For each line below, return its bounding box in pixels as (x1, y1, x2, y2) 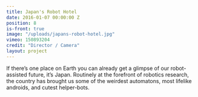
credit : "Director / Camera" (6, 43, 80, 49)
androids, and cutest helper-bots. (6, 84, 90, 91)
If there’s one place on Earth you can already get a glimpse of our (6, 64, 170, 72)
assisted (6, 70, 27, 78)
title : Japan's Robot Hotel (6, 8, 78, 15)
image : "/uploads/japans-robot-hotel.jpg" (6, 31, 115, 37)
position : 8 (6, 20, 36, 26)
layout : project (6, 48, 47, 54)
